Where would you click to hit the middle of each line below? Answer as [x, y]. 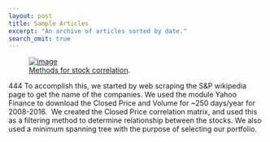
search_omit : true [39, 39]
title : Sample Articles [49, 24]
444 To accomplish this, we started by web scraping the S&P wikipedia [127, 86]
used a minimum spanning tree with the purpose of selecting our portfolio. [133, 129]
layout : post [30, 16]
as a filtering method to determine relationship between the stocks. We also [135, 120]
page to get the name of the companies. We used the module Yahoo [123, 95]
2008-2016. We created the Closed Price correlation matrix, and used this [133, 112]
